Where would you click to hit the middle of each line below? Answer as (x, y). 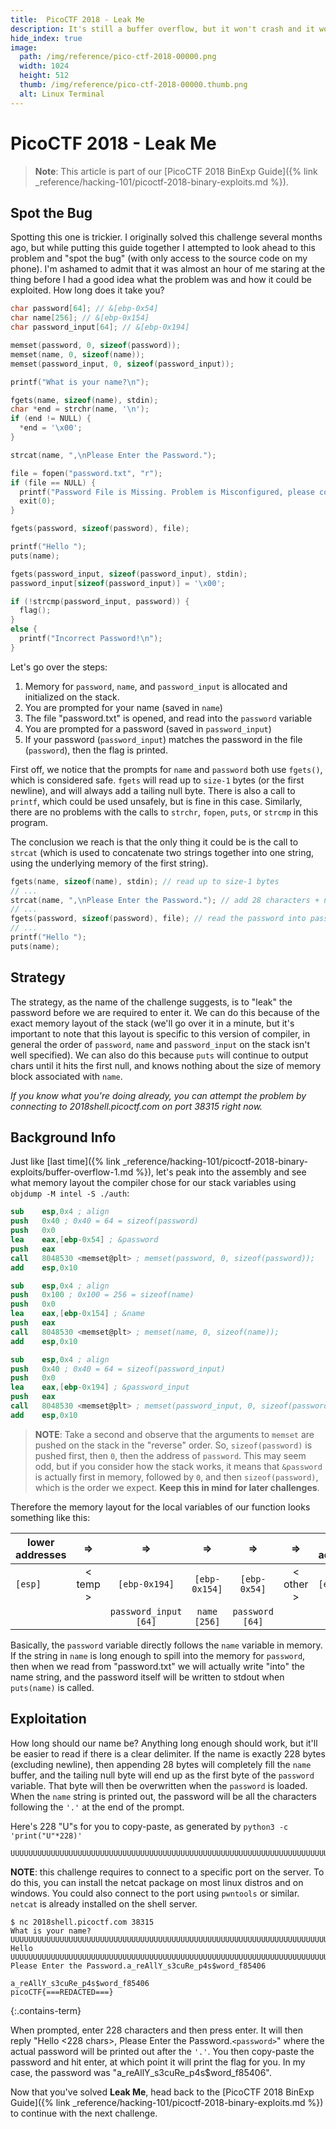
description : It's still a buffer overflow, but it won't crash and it (162, 29)
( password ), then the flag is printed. (96, 750)
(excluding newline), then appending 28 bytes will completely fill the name (161, 1764)
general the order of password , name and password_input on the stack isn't (160, 1044)
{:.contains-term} (46, 2010)
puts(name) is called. (52, 1687)
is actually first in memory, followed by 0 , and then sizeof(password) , (176, 1477)
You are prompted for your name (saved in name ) (123, 707)
